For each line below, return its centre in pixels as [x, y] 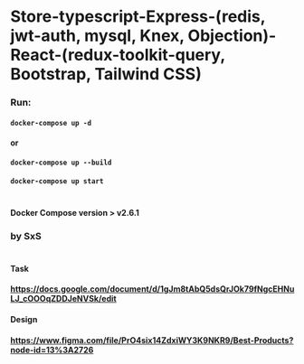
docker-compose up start [57, 182]
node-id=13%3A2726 [52, 350]
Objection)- [232, 36]
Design [24, 319]
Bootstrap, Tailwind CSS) [106, 75]
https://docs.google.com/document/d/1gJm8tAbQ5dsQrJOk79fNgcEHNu [152, 289]
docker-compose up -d [51, 123]
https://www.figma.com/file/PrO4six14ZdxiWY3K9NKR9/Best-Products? [152, 340]
